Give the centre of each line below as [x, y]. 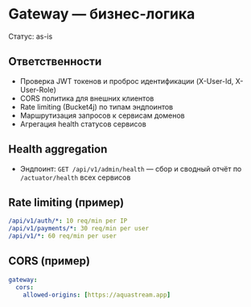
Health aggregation [58, 149]
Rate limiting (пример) [66, 202]
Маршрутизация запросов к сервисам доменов [102, 115]
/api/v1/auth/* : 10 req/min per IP [68, 221]
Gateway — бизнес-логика [102, 14]
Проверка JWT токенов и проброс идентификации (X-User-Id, [127, 81]
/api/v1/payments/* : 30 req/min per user [79, 229]
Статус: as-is [31, 36]
